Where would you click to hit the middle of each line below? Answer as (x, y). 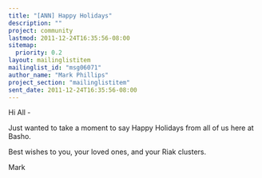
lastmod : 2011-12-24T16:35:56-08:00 (69, 38)
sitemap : (23, 45)
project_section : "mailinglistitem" (69, 82)
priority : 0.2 (39, 53)
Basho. (20, 136)
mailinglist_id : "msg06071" (55, 68)
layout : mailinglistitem (50, 61)
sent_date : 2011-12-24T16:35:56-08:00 (73, 90)
